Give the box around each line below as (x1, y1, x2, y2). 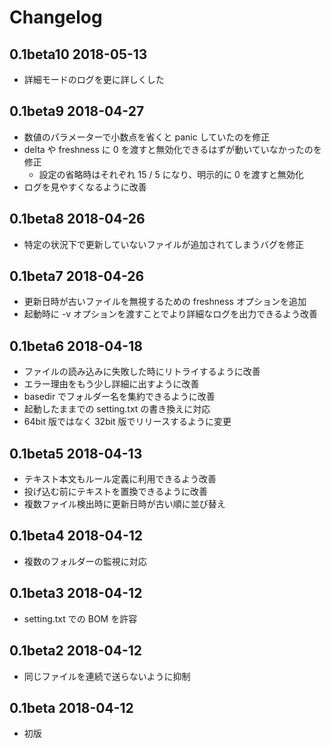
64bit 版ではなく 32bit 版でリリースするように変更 (23, 416, 232, 428)
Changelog (9, 6, 103, 29)
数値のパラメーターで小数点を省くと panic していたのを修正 (23, 131, 271, 143)
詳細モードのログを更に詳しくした (23, 74, 165, 85)
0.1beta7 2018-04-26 (9, 268, 145, 285)
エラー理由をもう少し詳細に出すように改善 (23, 378, 200, 390)
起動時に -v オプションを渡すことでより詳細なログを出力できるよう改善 (23, 308, 318, 320)
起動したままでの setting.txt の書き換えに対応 (23, 403, 211, 415)
